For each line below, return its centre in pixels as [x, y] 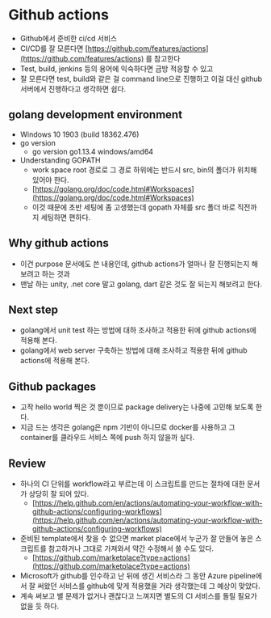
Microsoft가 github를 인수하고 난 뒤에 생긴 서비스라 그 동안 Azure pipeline [138, 576]
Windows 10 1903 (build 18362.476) [79, 134]
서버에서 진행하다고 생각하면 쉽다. [73, 89]
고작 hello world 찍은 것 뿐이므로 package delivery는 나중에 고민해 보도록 [137, 407]
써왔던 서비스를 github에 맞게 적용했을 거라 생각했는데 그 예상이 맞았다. [149, 586]
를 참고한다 [163, 58]
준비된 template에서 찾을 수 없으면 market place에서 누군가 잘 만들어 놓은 [137, 538]
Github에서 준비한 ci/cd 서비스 [69, 38]
